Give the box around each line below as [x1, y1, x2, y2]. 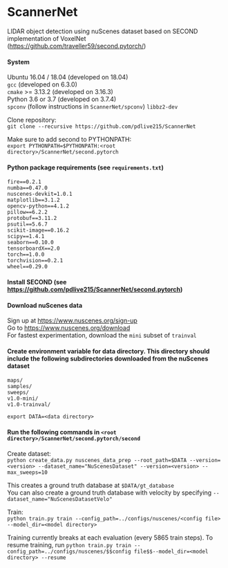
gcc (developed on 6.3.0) [7, 80, 78, 89]
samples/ [7, 383, 32, 390]
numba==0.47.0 [7, 185, 48, 192]
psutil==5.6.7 [7, 221, 48, 228]
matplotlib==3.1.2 [7, 196, 60, 204]
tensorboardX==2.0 [7, 245, 60, 253]
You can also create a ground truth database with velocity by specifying [7, 488, 212, 497]
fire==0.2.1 [7, 178, 41, 185]
